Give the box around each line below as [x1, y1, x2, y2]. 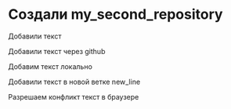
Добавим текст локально [8, 61, 92, 71]
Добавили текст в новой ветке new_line [8, 77, 141, 86]
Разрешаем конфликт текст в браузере [8, 92, 139, 101]
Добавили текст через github [8, 46, 106, 56]
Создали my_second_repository [8, 5, 223, 24]
